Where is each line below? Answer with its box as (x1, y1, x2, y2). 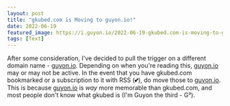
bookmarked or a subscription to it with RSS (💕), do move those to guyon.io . (7, 76, 221, 84)
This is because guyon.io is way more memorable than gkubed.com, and (7, 83, 212, 92)
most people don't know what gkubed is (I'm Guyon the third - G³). (7, 91, 195, 99)
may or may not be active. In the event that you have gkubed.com (7, 69, 192, 77)
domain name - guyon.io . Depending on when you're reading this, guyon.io (7, 62, 219, 70)
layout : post (7, 10, 44, 17)
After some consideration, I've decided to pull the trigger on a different (7, 54, 207, 62)
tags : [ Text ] (7, 36, 44, 42)
